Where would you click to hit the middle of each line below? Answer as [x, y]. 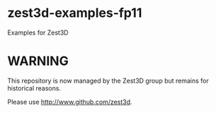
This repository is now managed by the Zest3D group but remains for [108, 81]
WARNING [38, 61]
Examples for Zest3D [38, 32]
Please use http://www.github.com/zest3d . [70, 102]
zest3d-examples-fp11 [75, 13]
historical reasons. [34, 88]
